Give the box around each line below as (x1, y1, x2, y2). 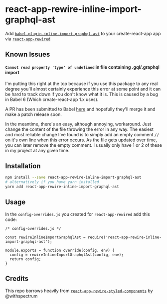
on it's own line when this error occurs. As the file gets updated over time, (5, 137, 157, 143)
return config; (9, 256, 41, 262)
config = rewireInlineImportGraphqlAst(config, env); (9, 252, 124, 257)
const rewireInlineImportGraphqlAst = (5, 235, 86, 240)
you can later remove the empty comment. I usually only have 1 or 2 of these (5, 142, 162, 148)
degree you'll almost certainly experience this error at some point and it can (5, 86, 161, 92)
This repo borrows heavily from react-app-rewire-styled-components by (5, 288, 153, 294)
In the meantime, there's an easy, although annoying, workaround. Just (5, 121, 152, 127)
